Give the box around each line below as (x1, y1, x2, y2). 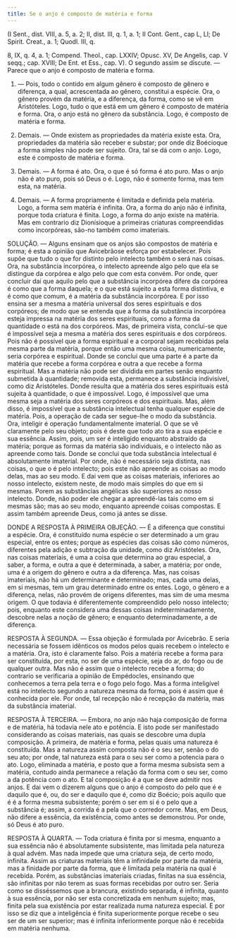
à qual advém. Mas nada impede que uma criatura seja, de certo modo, (7, 848, 215, 858)
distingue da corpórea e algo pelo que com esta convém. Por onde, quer (7, 269, 218, 277)
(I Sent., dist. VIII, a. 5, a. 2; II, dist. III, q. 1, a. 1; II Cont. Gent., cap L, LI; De (7, 30, 221, 38)
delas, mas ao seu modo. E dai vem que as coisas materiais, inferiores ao (7, 471, 220, 480)
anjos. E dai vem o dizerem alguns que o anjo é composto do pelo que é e (7, 783, 222, 791)
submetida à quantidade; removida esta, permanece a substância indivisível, (7, 374, 230, 383)
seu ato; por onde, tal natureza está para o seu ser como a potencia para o (7, 752, 224, 761)
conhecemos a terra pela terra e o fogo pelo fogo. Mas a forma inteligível (7, 679, 220, 687)
